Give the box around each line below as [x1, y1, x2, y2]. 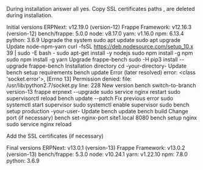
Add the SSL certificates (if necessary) [6, 132, 104, 140]
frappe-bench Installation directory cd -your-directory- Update [29, 62, 187, 69]
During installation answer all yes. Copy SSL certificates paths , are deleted [6, 5, 195, 12]
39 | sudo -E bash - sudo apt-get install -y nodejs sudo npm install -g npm [6, 49, 193, 57]
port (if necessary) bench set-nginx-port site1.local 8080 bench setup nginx [6, 114, 197, 121]
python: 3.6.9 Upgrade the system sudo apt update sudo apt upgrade [6, 37, 181, 43]
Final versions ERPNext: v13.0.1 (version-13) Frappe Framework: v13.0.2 [6, 144, 185, 151]
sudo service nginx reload [6, 121, 72, 127]
